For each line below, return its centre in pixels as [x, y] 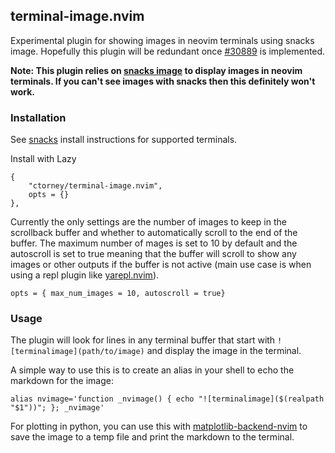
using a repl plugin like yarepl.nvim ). [85, 275]
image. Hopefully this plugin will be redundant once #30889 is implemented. [168, 51]
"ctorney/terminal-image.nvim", [95, 186]
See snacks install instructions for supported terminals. [124, 140]
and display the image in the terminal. [224, 351]
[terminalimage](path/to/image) [77, 352]
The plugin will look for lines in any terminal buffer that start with [143, 340]
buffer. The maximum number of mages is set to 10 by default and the [154, 243]
